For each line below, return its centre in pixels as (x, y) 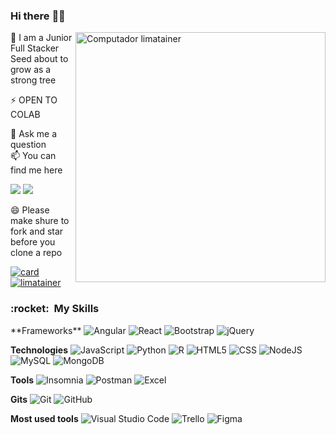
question (28, 145)
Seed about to (39, 59)
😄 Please (30, 210)
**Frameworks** (46, 330)
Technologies (39, 350)
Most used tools (44, 418)
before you (33, 242)
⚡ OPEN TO (34, 100)
